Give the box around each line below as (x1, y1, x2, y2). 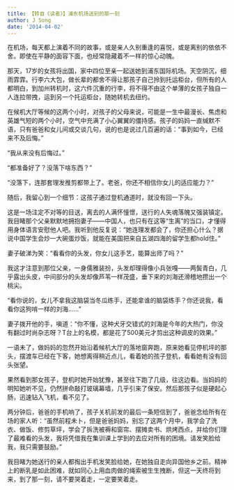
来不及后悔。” (7, 134, 44, 142)
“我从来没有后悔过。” (7, 149, 65, 157)
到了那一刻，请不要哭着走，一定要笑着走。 (19, 475, 141, 484)
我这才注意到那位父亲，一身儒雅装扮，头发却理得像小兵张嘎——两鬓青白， (7, 264, 221, 272)
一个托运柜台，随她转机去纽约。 (61, 93, 154, 101)
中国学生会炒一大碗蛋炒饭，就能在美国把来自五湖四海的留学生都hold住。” (13, 235, 221, 243)
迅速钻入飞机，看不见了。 (19, 393, 93, 401)
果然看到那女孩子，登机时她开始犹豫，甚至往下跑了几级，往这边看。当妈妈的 (7, 376, 227, 384)
